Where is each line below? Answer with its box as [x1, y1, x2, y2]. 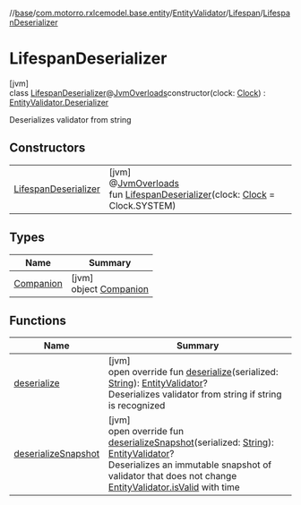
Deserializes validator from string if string [107, 389, 282, 401]
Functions [9, 312, 67, 328]
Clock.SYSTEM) [108, 199, 176, 211]
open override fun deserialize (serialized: [107, 366, 279, 379]
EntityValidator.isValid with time [107, 481, 240, 493]
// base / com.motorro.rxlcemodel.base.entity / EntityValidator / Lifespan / [9, 8, 264, 18]
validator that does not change [107, 470, 237, 483]
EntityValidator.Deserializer [9, 97, 109, 107]
